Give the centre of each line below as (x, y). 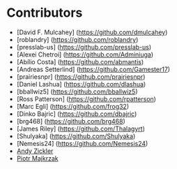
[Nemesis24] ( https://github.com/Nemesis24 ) (82, 143)
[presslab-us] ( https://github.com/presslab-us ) (84, 47)
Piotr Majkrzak (37, 158)
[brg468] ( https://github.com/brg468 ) (71, 121)
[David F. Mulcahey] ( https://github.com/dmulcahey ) (92, 32)
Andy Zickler (35, 151)
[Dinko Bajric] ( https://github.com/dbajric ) (77, 114)
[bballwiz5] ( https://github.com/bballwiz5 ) (77, 91)
